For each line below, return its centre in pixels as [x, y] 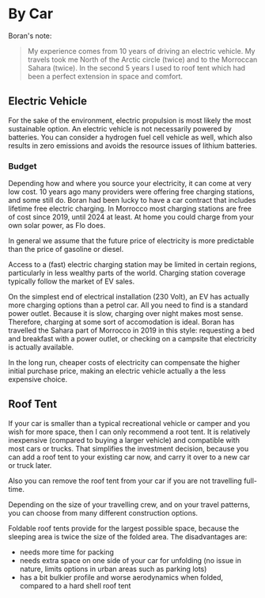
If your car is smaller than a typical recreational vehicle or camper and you [129, 423]
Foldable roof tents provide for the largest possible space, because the [124, 528]
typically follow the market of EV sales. [72, 281]
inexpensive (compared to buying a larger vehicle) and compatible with [124, 440]
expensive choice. [38, 379]
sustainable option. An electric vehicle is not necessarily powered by [120, 128]
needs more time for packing [67, 552]
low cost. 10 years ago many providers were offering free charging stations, [131, 192]
